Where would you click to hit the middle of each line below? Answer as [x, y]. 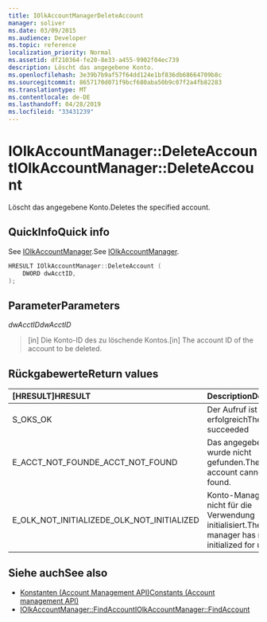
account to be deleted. [65, 349]
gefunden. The [234, 462]
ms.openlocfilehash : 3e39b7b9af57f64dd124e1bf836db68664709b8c [115, 75]
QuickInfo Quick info [59, 232]
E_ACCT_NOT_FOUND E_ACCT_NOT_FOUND [95, 462]
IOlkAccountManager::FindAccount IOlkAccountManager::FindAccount [135, 609]
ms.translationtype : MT [48, 90]
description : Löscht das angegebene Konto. [81, 68]
